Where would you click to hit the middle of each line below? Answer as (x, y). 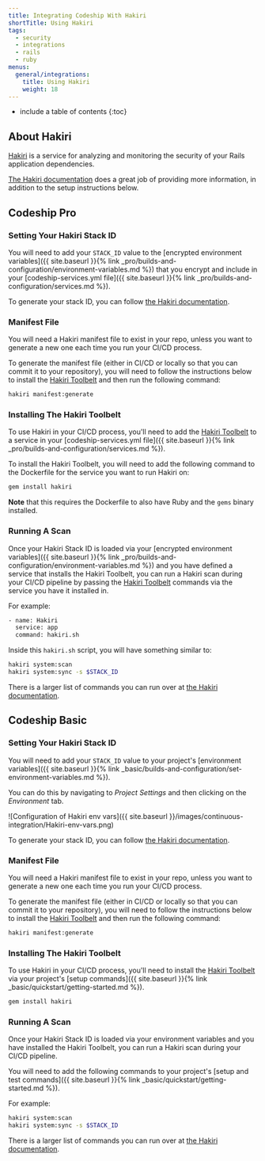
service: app (37, 628)
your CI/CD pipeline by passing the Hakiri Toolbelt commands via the (121, 582)
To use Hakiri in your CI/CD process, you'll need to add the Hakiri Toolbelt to (132, 432)
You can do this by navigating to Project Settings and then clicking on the (127, 792)
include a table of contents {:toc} (73, 112)
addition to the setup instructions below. (74, 188)
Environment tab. (36, 801)
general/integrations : (53, 74)
